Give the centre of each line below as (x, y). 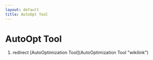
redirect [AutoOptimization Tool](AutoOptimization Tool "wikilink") (81, 53)
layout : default (22, 10)
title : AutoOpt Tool (27, 14)
